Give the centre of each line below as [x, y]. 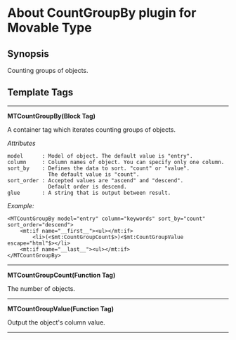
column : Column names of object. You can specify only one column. [116, 162]
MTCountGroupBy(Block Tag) [52, 116]
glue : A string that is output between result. [89, 193]
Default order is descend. [88, 186]
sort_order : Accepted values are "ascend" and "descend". [96, 180]
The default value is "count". [94, 174]
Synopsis [28, 54]
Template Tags [40, 93]
